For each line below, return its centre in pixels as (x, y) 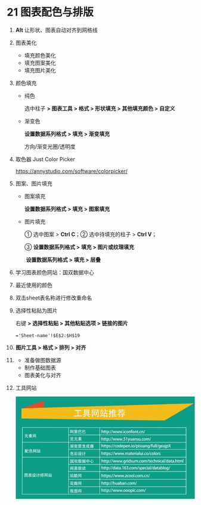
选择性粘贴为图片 (36, 310)
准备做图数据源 (43, 360)
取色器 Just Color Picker (45, 159)
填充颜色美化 (40, 55)
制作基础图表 (40, 368)
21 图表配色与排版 (50, 12)
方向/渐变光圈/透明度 (50, 146)
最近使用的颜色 (34, 285)
